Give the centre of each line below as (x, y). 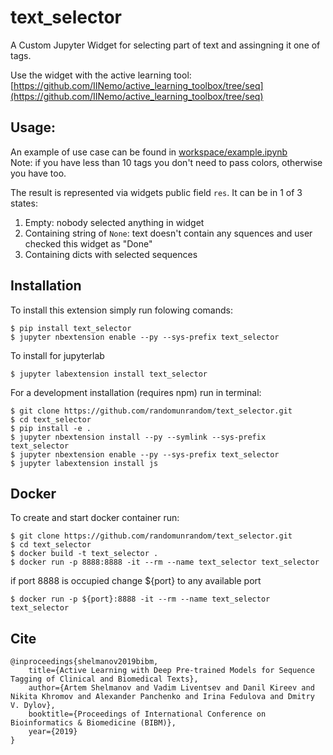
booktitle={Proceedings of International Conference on (147, 714)
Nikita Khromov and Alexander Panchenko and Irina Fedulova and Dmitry (162, 697)
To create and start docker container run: (95, 518)
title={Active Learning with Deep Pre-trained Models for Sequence (171, 671)
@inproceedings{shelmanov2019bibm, (84, 662)
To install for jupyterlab (57, 355)
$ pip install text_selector (71, 328)
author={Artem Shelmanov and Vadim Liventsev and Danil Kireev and (171, 688)
